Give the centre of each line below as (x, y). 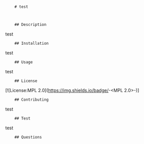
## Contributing (32, 100)
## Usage (24, 62)
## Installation (32, 43)
